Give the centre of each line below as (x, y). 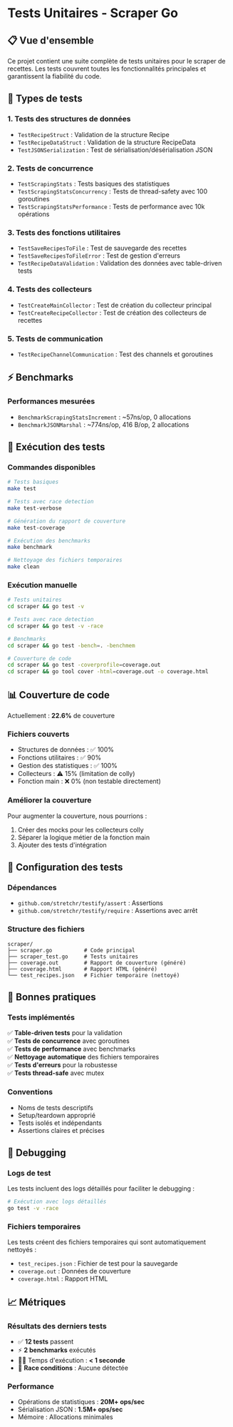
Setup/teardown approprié (57, 1115)
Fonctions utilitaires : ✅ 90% (59, 757)
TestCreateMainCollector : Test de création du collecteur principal (115, 305)
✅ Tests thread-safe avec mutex (56, 1073)
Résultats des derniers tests (57, 1326)
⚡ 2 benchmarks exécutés (57, 1350)
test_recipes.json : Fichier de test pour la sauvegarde (98, 1264)
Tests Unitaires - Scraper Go (93, 13)
